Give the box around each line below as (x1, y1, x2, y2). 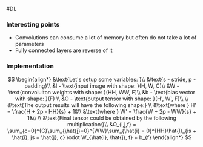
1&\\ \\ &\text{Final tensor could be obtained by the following (27, 114, 177, 122)
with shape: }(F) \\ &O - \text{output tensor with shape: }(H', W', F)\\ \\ (15, 95, 189, 102)
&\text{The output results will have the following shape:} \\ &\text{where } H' (7, 101, 197, 108)
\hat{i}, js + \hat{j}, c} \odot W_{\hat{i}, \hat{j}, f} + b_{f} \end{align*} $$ (12, 133, 192, 141)
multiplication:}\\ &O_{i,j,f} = (67, 120, 137, 128)
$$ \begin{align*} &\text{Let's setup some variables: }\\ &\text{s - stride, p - (7, 76, 196, 83)
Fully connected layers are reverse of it (15, 47, 113, 54)
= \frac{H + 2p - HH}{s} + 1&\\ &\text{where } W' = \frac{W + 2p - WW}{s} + (7, 108, 197, 115)
